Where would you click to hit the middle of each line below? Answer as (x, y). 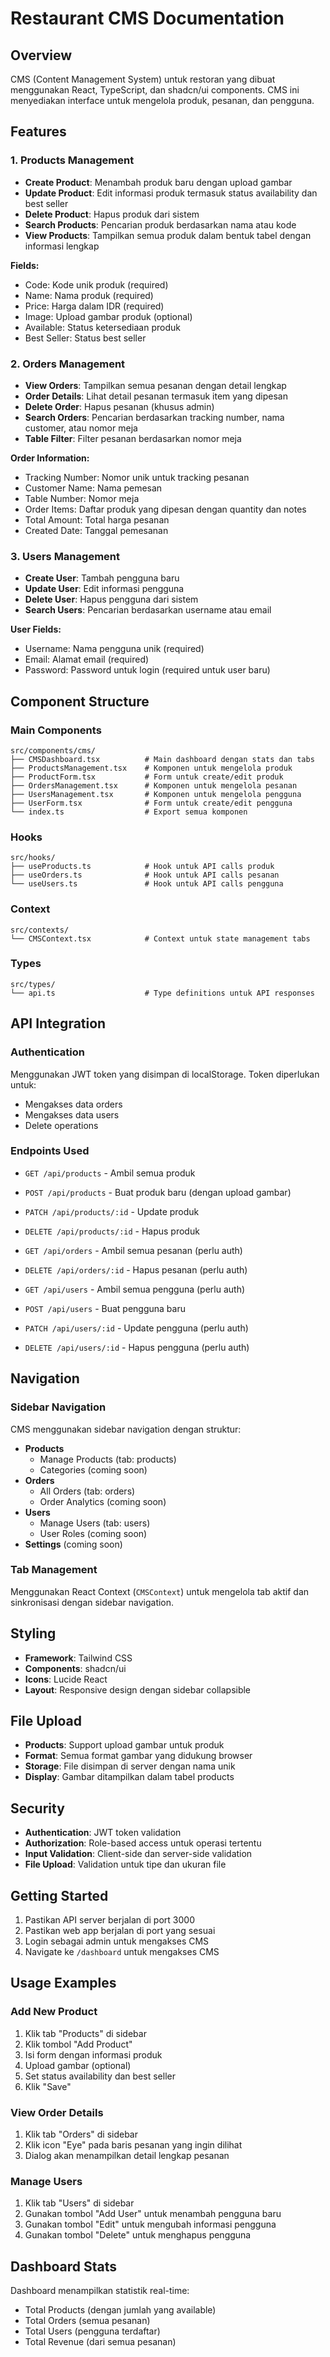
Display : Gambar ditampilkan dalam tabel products (129, 1777)
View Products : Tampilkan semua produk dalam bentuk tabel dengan (168, 235)
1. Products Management (72, 160)
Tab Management (54, 1570)
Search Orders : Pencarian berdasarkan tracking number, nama (154, 417)
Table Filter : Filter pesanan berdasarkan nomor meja (133, 438)
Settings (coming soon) (73, 1544)
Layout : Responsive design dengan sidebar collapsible (138, 1689)
